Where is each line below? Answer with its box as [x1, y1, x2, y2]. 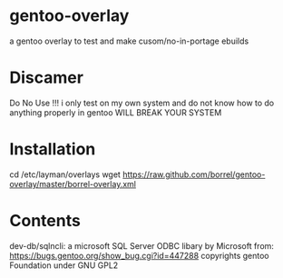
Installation [9, 139, 96, 160]
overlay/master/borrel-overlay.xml [9, 178, 136, 189]
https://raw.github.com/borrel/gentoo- [122, 169, 266, 180]
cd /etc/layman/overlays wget [9, 169, 121, 180]
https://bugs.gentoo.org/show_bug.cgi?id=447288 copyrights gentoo [9, 250, 269, 261]
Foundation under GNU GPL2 [9, 260, 119, 271]
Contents [9, 211, 82, 231]
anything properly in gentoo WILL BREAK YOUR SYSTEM [9, 106, 222, 118]
